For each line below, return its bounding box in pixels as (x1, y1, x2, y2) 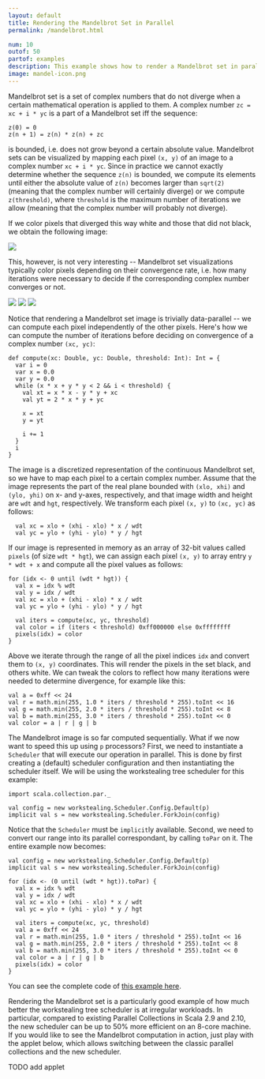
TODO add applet (8, 1062, 65, 1071)
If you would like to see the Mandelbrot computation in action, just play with (8, 1030, 254, 1040)
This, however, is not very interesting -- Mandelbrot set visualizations (8, 257, 233, 266)
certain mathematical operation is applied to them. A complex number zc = (8, 100, 251, 109)
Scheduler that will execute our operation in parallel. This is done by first (8, 750, 242, 759)
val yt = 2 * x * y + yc (22, 396, 104, 404)
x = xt (22, 409, 44, 417)
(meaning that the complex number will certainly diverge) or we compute (8, 186, 245, 196)
